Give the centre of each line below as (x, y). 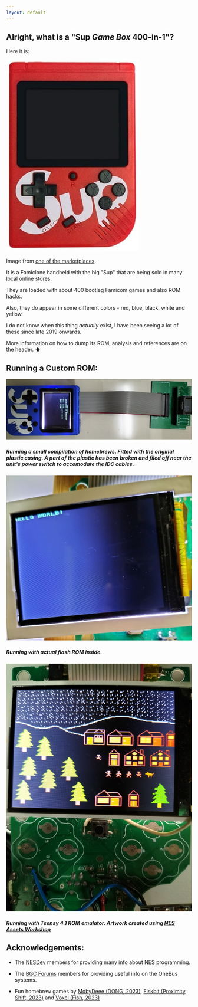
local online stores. (29, 279)
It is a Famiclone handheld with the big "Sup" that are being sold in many (94, 273)
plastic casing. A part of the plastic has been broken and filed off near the (99, 458)
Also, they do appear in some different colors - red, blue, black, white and (96, 308)
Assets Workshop (29, 930)
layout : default (26, 12)
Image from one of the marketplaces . (51, 261)
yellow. (15, 314)
